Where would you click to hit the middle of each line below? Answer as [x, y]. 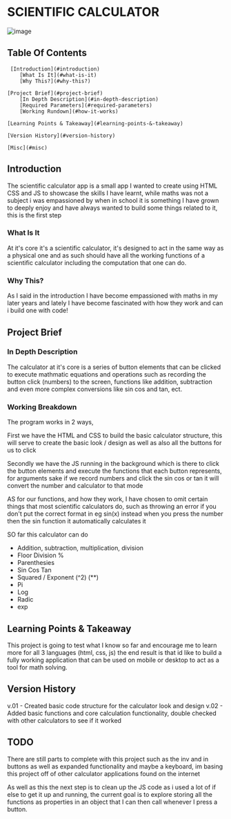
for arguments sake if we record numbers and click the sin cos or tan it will [113, 478]
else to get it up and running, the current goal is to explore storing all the [110, 794]
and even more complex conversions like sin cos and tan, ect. [95, 389]
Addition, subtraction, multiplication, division [80, 548]
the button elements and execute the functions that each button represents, [114, 471]
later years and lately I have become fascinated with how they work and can [115, 303]
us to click [22, 450]
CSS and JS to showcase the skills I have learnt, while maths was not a [108, 193]
